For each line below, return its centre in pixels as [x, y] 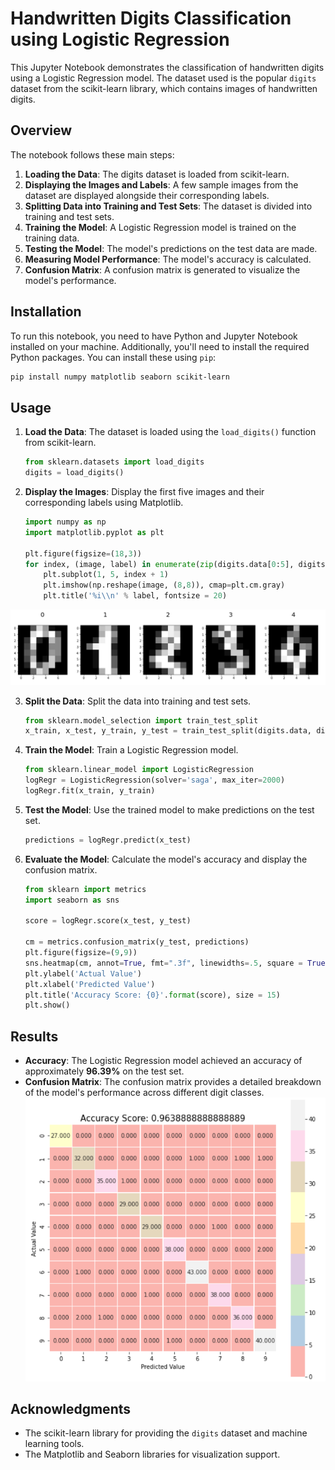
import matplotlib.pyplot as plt [94, 532]
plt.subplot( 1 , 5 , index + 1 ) [106, 575]
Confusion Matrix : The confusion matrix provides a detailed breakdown [173, 1082]
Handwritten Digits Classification [151, 18]
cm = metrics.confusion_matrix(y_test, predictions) [137, 942]
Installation [46, 312]
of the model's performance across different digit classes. [144, 1093]
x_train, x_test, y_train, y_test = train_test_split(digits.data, [168, 731]
